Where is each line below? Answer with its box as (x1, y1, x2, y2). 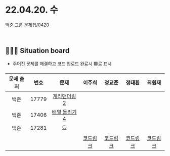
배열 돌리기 (52, 109, 77, 116)
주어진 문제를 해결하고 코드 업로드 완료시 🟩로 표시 (12, 61, 112, 67)
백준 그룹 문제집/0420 (5, 22, 50, 28)
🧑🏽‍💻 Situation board (5, 46, 70, 55)
